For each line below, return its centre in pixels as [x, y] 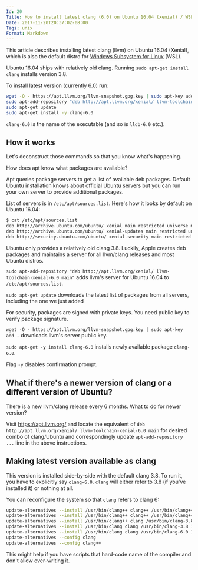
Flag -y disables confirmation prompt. [52, 364]
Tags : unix [19, 28]
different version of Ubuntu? [60, 392]
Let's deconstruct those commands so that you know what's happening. [94, 157]
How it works [31, 143]
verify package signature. [37, 319]
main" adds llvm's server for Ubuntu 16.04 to [115, 277]
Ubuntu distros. [25, 260]
